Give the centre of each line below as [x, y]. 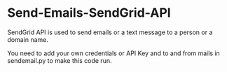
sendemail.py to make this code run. [60, 60]
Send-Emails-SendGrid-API [89, 13]
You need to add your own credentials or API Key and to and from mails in [114, 53]
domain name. [28, 39]
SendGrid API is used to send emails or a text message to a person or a [110, 32]
